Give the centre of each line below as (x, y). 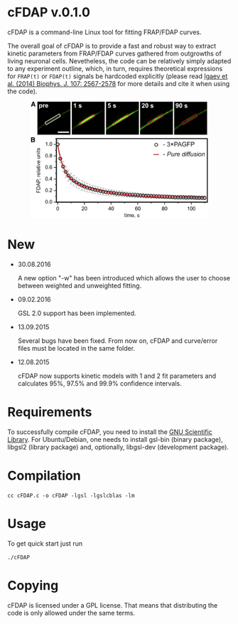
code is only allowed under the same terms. (71, 613)
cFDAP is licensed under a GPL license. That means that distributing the (113, 605)
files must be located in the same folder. (76, 349)
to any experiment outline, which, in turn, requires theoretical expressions (115, 68)
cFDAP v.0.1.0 (49, 12)
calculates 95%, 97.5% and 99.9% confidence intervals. (100, 384)
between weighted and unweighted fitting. (80, 286)
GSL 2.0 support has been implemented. (77, 313)
